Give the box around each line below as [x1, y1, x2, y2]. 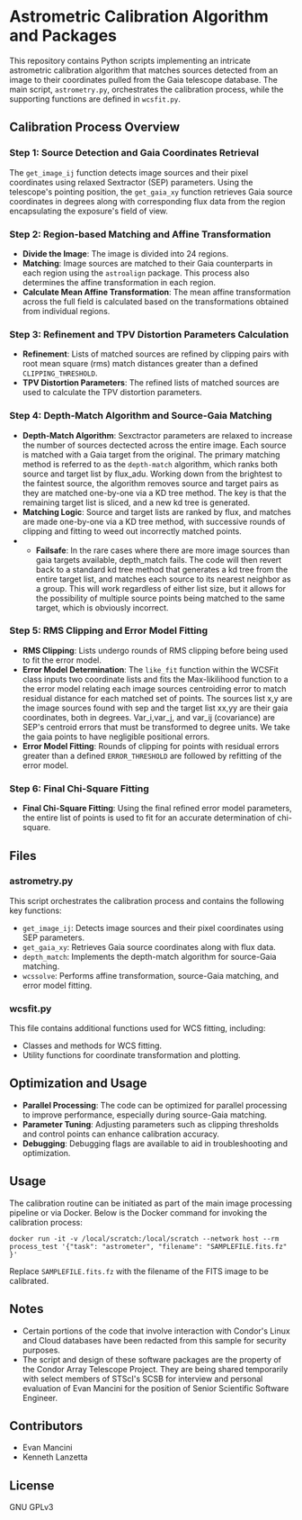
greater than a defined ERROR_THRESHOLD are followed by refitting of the [22, 750, 282, 761]
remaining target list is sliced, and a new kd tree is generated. [22, 497, 251, 508]
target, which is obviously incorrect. [35, 602, 169, 613]
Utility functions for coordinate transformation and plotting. [22, 1050, 241, 1061]
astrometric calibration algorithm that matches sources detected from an [9, 65, 279, 76]
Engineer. [22, 1392, 58, 1403]
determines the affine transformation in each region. [22, 276, 217, 287]
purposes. [22, 1344, 61, 1355]
